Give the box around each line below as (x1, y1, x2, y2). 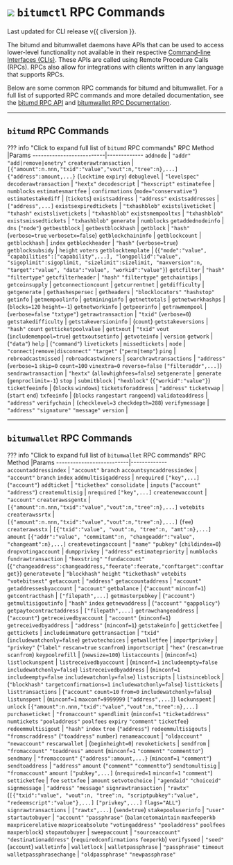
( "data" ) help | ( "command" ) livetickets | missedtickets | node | (7, 339, 186, 348)
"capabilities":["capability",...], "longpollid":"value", (7, 253, 182, 260)
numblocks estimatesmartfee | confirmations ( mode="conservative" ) (7, 186, 198, 195)
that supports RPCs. (7, 70, 64, 79)
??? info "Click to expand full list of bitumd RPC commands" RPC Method (7, 143, 214, 152)
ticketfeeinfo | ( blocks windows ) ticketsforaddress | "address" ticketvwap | (7, 383, 224, 391)
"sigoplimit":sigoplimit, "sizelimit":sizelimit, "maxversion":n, (7, 259, 203, 266)
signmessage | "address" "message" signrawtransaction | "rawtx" (7, 783, 189, 791)
